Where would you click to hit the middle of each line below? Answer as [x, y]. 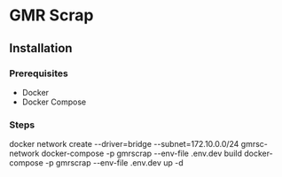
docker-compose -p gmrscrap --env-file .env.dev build [141, 154]
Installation [41, 48]
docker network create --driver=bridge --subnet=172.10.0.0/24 [124, 144]
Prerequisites [39, 73]
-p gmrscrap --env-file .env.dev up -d [114, 163]
